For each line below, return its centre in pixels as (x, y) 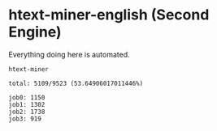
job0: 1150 (27, 97)
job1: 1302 (27, 104)
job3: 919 (25, 119)
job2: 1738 (27, 112)
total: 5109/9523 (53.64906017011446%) (76, 83)
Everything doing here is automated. (69, 54)
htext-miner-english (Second (109, 15)
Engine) (35, 32)
